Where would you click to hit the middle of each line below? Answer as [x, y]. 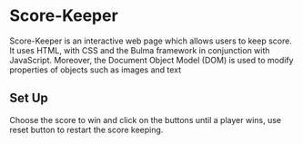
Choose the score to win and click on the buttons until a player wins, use [146, 120]
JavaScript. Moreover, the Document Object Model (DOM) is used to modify [151, 60]
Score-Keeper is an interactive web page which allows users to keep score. [151, 41]
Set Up [29, 98]
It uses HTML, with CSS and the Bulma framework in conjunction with [140, 50]
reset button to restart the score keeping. [86, 130]
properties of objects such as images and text [96, 70]
